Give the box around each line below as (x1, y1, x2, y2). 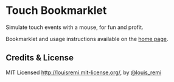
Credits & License (5, 52, 74, 63)
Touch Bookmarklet (5, 4, 107, 17)
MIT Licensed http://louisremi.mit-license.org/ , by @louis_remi (5, 69, 162, 76)
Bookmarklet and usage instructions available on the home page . (5, 35, 169, 42)
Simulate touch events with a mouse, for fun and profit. (5, 24, 144, 31)
